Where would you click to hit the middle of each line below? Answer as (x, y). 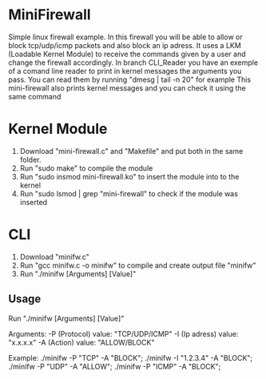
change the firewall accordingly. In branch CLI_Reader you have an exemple (133, 62)
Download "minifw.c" (55, 256)
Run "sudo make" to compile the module (86, 168)
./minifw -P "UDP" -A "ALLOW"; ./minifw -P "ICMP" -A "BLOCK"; (115, 366)
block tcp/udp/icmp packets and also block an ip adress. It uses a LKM (125, 45)
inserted (34, 202)
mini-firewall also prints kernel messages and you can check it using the (127, 88)
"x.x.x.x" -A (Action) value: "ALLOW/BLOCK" (81, 342)
